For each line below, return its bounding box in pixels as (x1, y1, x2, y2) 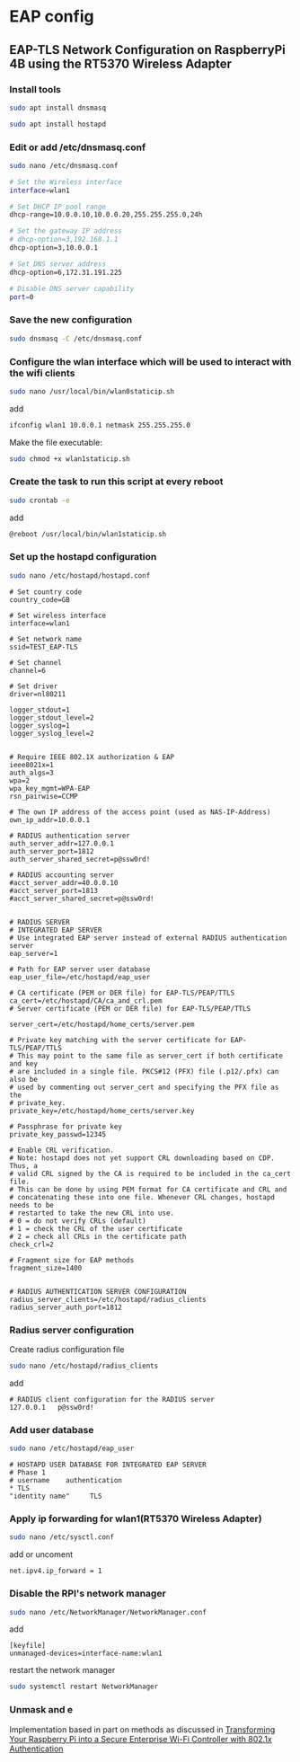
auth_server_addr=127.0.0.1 (9, 838, 115, 848)
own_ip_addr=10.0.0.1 (9, 815, 91, 824)
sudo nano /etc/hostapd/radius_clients (9, 1361, 159, 1371)
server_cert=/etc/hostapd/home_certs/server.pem (9, 1020, 195, 1029)
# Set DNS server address (9, 259, 106, 269)
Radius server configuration (9, 1324, 135, 1336)
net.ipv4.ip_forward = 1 (9, 1566, 102, 1576)
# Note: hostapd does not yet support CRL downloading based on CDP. (9, 1153, 276, 1163)
